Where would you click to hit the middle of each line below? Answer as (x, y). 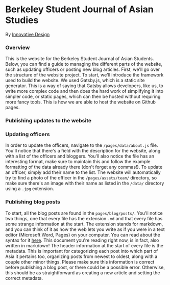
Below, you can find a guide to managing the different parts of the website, (84, 64)
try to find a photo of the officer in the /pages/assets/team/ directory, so (81, 178)
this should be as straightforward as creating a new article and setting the (83, 273)
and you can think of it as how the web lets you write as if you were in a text (85, 229)
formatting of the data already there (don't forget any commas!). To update (84, 167)
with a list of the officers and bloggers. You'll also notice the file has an (80, 156)
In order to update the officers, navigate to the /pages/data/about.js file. (82, 145)
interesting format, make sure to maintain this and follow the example (78, 162)
